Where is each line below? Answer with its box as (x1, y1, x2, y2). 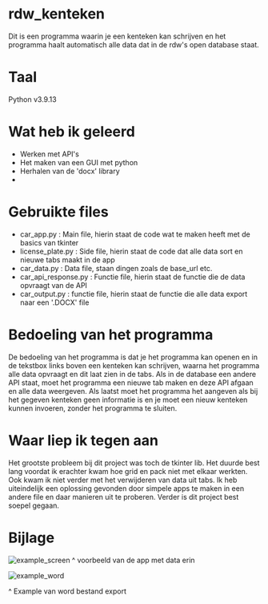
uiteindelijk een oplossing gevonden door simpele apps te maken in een (8, 483, 245, 493)
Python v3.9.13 (8, 94, 58, 104)
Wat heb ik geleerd (8, 123, 136, 141)
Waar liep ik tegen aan (8, 431, 158, 449)
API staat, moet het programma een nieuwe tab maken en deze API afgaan (8, 378, 254, 387)
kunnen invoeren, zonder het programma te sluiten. (8, 403, 178, 413)
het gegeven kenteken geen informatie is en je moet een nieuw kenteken (8, 395, 248, 404)
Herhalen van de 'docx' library (19, 166, 120, 176)
